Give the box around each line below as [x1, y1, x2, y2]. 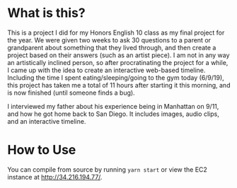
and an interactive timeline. [7, 117, 86, 125]
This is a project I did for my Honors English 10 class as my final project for [7, 28, 225, 37]
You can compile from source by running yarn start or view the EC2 [7, 165, 207, 174]
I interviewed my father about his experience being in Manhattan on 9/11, [7, 102, 219, 110]
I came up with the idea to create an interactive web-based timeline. [7, 66, 206, 74]
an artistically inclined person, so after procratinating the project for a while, [7, 58, 229, 66]
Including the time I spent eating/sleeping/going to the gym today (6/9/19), [7, 73, 224, 82]
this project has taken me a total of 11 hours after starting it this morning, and [7, 81, 231, 89]
